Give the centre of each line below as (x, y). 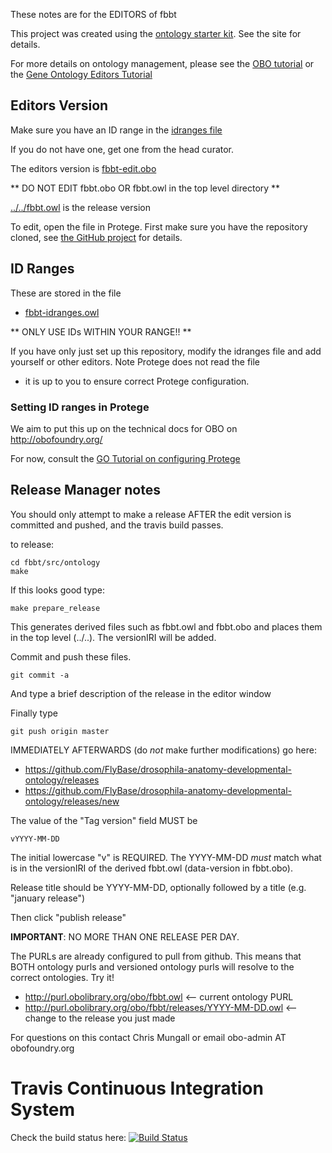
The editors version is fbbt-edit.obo (83, 168)
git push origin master (60, 731)
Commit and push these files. (71, 656)
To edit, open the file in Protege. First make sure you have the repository (159, 226)
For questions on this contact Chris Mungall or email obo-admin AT (148, 1037)
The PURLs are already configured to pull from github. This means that (156, 956)
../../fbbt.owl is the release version (80, 207)
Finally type (34, 713)
